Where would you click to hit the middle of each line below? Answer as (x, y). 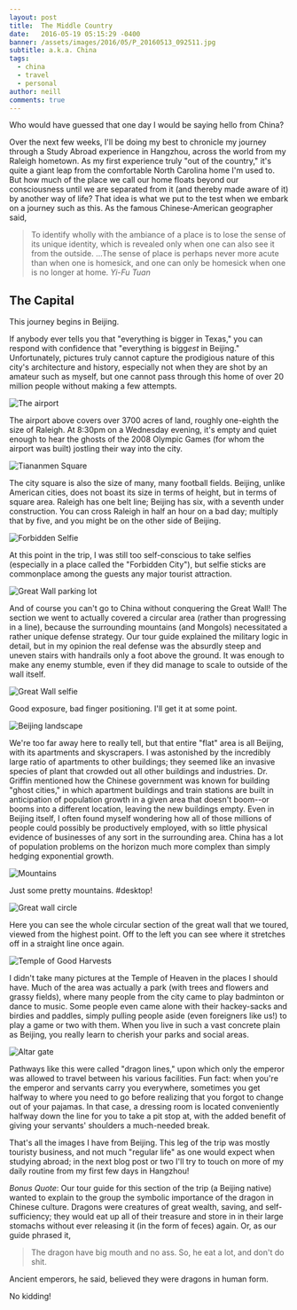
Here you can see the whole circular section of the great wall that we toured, (149, 925)
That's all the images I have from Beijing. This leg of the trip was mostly (140, 1143)
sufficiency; (31, 1217)
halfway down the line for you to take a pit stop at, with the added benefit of (148, 1116)
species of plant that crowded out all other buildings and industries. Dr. (139, 772)
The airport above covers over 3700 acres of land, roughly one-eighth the (144, 420)
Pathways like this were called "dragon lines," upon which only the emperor (147, 1069)
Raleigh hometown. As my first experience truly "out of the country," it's (141, 161)
